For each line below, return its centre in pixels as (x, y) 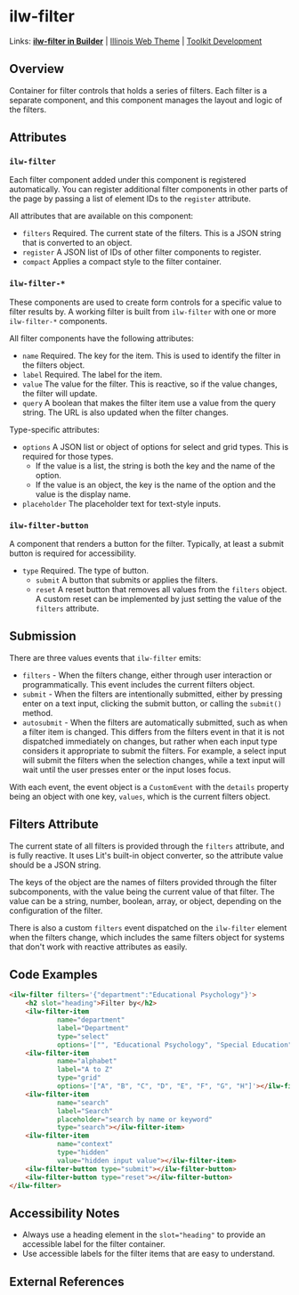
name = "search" (83, 1103)
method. (37, 713)
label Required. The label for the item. (92, 374)
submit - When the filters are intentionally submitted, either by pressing (152, 694)
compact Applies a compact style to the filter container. (122, 262)
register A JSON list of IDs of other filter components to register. (141, 252)
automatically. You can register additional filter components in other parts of (149, 190)
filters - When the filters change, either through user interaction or (147, 675)
